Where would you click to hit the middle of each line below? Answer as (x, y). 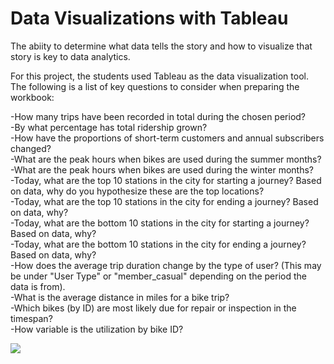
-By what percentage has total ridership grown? (109, 127)
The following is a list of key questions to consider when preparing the (155, 86)
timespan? (31, 318)
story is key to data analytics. (70, 56)
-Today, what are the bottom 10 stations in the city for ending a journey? (158, 244)
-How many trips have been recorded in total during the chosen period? (158, 116)
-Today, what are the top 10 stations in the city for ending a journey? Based (164, 201)
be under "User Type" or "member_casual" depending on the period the (158, 276)
